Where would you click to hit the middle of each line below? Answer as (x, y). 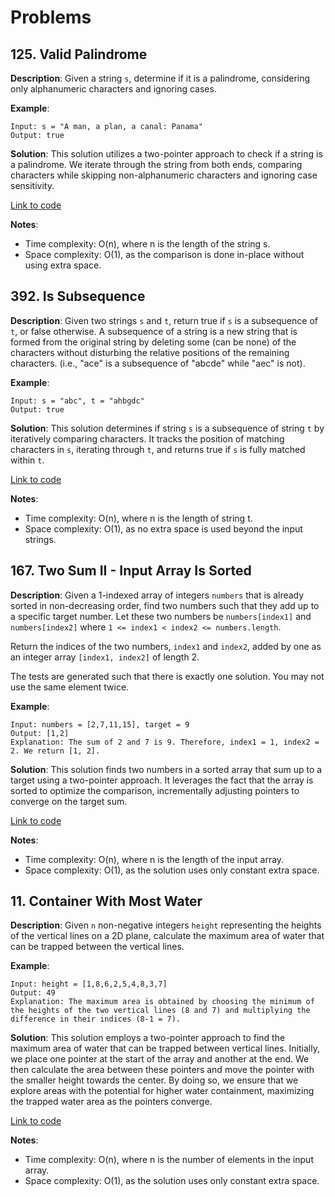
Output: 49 (33, 993)
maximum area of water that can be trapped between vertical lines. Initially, (165, 1048)
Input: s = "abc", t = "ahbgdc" (77, 401)
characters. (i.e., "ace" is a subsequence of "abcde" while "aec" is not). (158, 363)
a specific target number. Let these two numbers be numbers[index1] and (161, 616)
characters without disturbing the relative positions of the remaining (150, 352)
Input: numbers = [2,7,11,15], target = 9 (100, 724)
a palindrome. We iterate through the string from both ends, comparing (156, 164)
